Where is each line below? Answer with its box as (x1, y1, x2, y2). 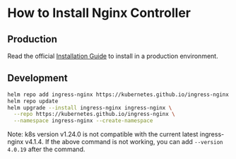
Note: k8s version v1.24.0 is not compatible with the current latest (7, 130, 199, 139)
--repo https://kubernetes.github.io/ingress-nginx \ (13, 111, 175, 118)
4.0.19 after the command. (7, 145, 85, 153)
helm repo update (7, 98, 59, 105)
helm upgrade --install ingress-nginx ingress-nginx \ (7, 104, 172, 111)
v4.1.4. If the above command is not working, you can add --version (25, 138, 223, 146)
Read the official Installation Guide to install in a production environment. (7, 52, 218, 60)
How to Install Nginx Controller (7, 5, 191, 21)
